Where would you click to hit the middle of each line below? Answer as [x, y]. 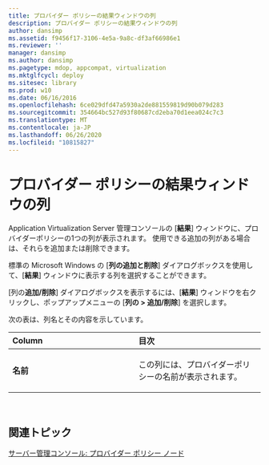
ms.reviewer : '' [35, 46]
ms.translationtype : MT [48, 120]
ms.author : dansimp [41, 61]
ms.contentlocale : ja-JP [50, 127]
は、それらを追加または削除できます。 [71, 249]
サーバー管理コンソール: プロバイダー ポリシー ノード [96, 453]
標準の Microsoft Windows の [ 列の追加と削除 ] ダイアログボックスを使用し [131, 265]
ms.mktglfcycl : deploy [46, 75]
